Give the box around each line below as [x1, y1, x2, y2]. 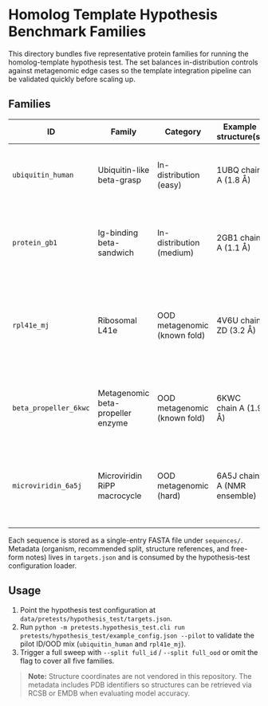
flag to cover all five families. [19, 656, 115, 665]
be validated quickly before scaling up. [8, 74, 136, 84]
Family [110, 126, 137, 137]
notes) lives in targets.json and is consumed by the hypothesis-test [25, 552, 250, 562]
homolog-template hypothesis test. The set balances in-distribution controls [8, 57, 258, 67]
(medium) [156, 247, 194, 258]
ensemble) [216, 490, 257, 501]
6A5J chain [216, 470, 260, 481]
